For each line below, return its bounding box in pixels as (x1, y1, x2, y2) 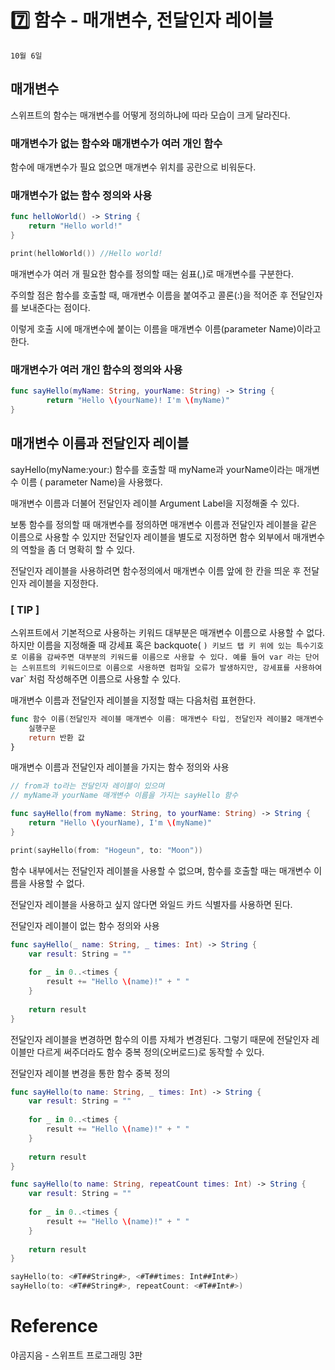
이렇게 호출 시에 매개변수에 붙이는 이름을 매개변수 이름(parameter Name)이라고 (10, 322, 322, 335)
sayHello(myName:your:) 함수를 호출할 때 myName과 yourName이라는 (10, 463, 294, 475)
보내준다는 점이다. (20, 301, 91, 313)
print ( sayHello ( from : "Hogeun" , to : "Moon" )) (10, 845, 203, 855)
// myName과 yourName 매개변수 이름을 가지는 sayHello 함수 (10, 791, 239, 801)
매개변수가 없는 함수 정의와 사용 (10, 188, 153, 202)
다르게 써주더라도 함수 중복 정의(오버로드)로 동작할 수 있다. (36, 1046, 265, 1058)
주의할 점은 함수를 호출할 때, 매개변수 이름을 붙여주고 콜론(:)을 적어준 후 (10, 289, 289, 301)
